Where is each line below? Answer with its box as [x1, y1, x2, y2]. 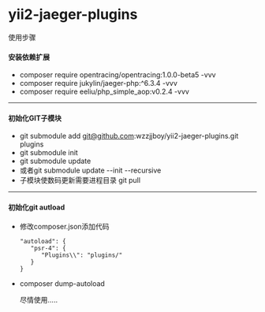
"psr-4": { [30, 244, 66, 252]
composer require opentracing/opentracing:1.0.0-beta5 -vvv [19, 70, 216, 80]
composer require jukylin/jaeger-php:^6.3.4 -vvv [19, 79, 177, 88]
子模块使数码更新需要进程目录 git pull [19, 176, 140, 185]
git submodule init [19, 148, 79, 158]
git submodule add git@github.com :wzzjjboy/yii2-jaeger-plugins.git [19, 132, 239, 141]
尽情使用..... [19, 295, 58, 304]
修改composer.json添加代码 [19, 221, 110, 231]
